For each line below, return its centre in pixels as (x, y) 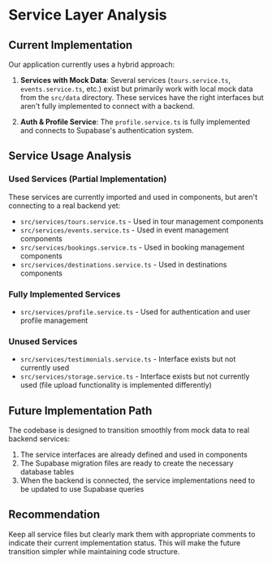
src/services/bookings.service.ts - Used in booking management (132, 247)
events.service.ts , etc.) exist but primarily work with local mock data (136, 89)
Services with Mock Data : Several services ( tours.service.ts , (125, 80)
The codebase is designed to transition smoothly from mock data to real (129, 430)
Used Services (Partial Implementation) (88, 179)
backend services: (39, 439)
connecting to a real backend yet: (65, 206)
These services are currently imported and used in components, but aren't (133, 197)
